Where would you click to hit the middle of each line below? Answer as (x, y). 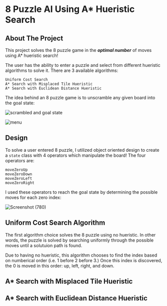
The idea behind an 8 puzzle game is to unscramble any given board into (80, 98)
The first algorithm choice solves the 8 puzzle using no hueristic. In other (80, 235)
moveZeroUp (16, 170)
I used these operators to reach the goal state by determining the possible (81, 192)
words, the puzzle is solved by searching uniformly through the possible (79, 240)
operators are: (20, 160)
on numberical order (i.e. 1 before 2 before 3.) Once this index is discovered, (84, 260)
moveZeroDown (19, 174)
